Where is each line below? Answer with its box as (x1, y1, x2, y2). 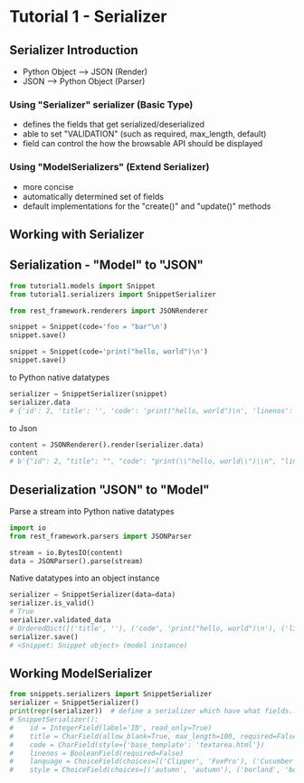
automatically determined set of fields (22, 191, 165, 202)
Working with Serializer (9, 226, 145, 241)
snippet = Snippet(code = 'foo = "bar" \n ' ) (9, 323, 168, 332)
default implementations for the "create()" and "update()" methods (22, 201, 271, 212)
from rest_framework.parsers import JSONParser (9, 532, 193, 541)
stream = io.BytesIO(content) (9, 548, 124, 557)
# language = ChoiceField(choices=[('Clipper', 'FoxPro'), (9, 757, 249, 766)
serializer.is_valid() (9, 599, 95, 608)
